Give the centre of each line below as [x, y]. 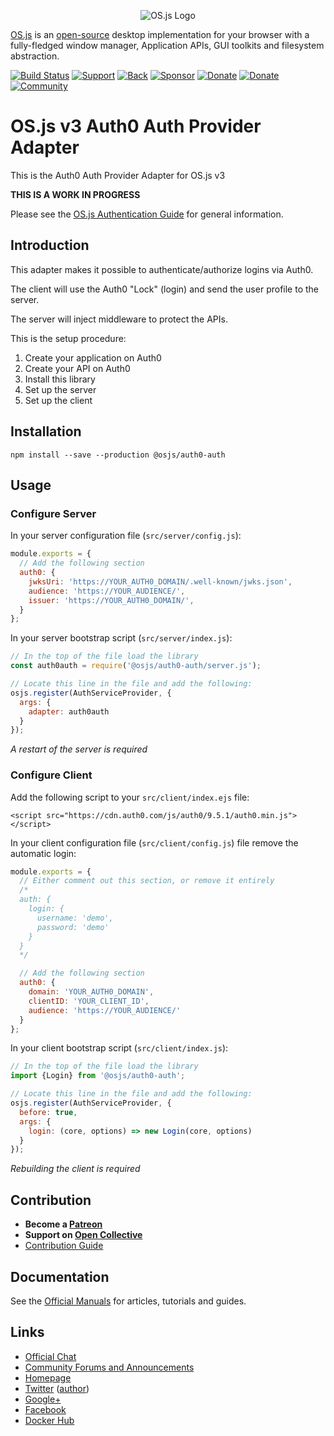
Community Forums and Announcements [109, 1367]
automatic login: [43, 853]
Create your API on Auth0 [77, 368]
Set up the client [58, 400]
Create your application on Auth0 [93, 357]
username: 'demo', [75, 918]
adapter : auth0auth [69, 711]
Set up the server [60, 389]
